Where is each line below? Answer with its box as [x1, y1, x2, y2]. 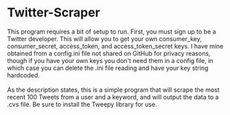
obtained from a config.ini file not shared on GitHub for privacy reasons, [7, 49, 211, 57]
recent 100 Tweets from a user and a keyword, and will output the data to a [7, 92, 219, 101]
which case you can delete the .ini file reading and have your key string [7, 64, 209, 72]
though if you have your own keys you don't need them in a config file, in [7, 56, 214, 64]
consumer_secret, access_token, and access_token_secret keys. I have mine [7, 42, 224, 50]
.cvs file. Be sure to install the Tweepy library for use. [7, 100, 157, 108]
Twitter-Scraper [7, 5, 101, 21]
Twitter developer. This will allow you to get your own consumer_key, [7, 34, 203, 42]
